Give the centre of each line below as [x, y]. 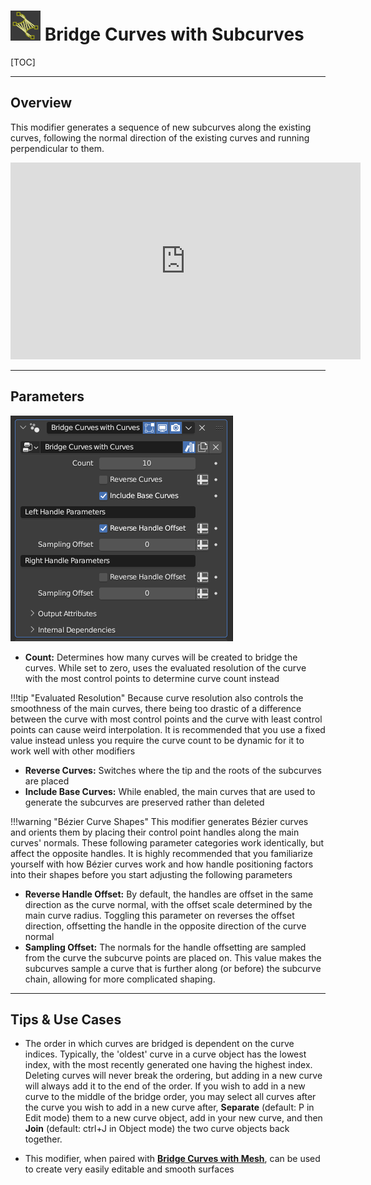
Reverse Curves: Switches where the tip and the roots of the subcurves [173, 770]
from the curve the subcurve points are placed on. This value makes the [173, 957]
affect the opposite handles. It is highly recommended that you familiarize [161, 853]
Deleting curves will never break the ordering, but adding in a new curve [173, 1076]
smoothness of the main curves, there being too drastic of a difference [156, 708]
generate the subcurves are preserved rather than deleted [144, 802]
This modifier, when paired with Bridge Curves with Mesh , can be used [172, 1159]
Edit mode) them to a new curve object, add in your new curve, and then [173, 1118]
